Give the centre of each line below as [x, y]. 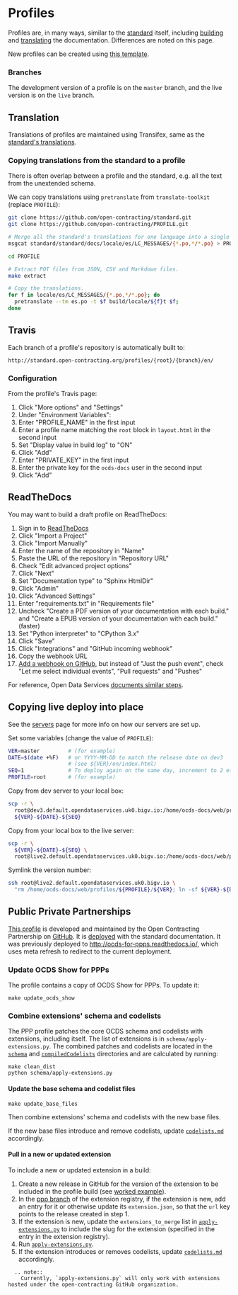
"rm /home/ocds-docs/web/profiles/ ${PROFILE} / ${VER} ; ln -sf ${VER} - [119, 890]
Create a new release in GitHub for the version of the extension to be [118, 1184]
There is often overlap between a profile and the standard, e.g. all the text [115, 176]
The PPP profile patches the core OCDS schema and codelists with [106, 1031]
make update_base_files [43, 1104]
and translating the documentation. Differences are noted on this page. [111, 40]
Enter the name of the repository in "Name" [81, 550]
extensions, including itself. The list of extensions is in [87, 1039]
